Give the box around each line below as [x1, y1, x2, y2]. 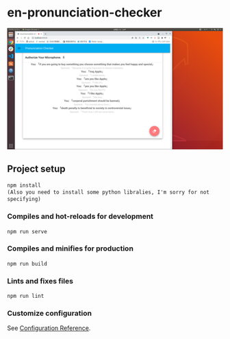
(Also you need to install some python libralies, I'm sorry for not [7, 189, 210, 196]
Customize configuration [7, 309, 92, 318]
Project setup [7, 163, 66, 174]
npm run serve [7, 228, 48, 235]
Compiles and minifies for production [7, 244, 133, 253]
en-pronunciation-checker [7, 5, 162, 21]
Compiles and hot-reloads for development [7, 211, 154, 221]
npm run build [7, 260, 48, 267]
